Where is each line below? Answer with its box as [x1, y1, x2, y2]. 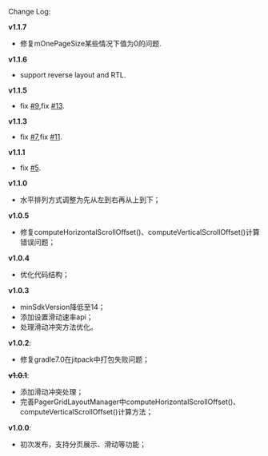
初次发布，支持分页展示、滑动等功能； [19, 439, 146, 449]
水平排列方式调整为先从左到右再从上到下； [19, 195, 161, 204]
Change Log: [8, 7, 51, 16]
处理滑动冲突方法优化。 [19, 323, 98, 331]
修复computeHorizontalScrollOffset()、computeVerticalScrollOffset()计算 [19, 228, 260, 236]
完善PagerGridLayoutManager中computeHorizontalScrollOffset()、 [19, 397, 241, 406]
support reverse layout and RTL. [19, 70, 126, 79]
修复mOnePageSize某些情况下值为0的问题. [19, 39, 162, 48]
